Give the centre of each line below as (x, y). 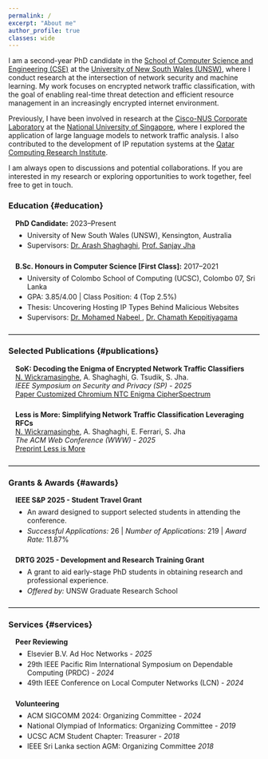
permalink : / (30, 16)
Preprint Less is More (51, 449)
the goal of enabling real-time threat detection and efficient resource (121, 95)
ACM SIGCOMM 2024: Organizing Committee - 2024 (114, 715)
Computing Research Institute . (58, 153)
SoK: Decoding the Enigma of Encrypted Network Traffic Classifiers (130, 368)
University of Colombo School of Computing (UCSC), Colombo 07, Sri (141, 278)
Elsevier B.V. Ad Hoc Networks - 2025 (90, 654)
